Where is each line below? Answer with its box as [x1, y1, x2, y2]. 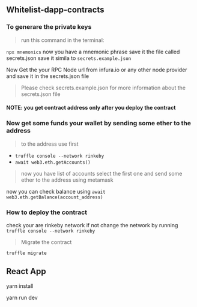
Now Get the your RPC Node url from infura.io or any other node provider [6, 66, 187, 73]
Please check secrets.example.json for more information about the [20, 84, 186, 91]
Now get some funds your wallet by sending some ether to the [6, 119, 191, 128]
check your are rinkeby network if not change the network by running [6, 221, 178, 228]
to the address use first [20, 140, 79, 148]
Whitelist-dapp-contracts [6, 5, 105, 15]
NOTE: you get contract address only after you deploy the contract [6, 104, 176, 112]
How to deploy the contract [6, 208, 88, 216]
